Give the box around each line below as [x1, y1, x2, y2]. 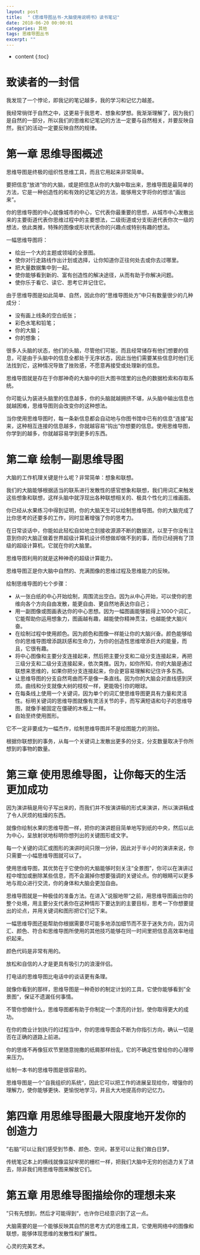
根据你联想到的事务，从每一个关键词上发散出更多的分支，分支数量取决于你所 [6, 737, 194, 745]
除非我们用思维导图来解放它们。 [16, 1165, 95, 1173]
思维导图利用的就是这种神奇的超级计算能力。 [6, 554, 116, 562]
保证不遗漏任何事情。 [24, 993, 77, 1000]
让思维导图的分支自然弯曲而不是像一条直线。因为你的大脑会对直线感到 [14, 675, 187, 682]
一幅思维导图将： [6, 236, 48, 243]
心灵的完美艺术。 [6, 1242, 48, 1250]
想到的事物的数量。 [6, 745, 54, 752]
